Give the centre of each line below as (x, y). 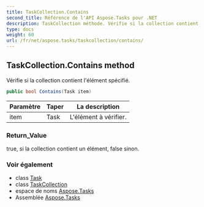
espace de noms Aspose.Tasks (55, 191)
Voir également (30, 165)
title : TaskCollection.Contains (47, 12)
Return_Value (27, 135)
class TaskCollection (41, 184)
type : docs (20, 29)
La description (98, 106)
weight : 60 (20, 35)
